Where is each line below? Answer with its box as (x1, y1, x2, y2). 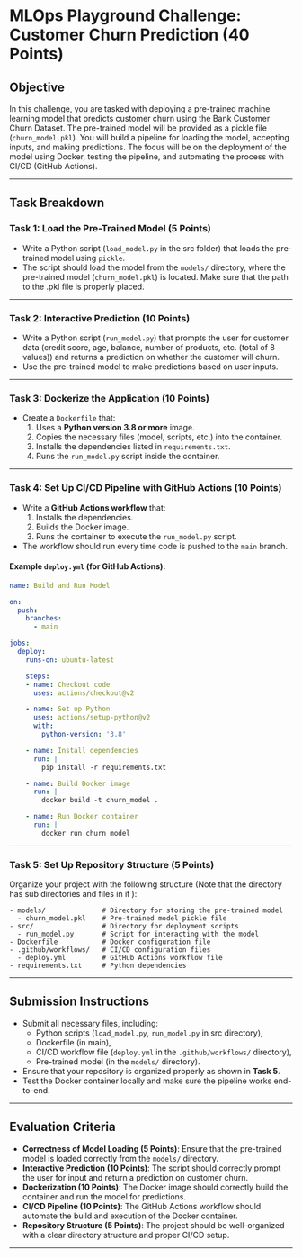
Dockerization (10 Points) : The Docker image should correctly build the (22, 1181, 289, 1192)
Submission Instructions (9, 994, 150, 1009)
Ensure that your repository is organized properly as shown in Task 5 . (22, 1065, 280, 1076)
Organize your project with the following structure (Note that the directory (9, 879, 283, 890)
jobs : (9, 638, 30, 648)
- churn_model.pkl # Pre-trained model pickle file (17, 914, 227, 923)
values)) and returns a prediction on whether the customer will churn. (22, 351, 280, 362)
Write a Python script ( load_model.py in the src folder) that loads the (22, 242, 274, 253)
